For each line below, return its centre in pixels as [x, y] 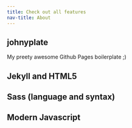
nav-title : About [29, 18]
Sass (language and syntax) [61, 97]
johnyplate [28, 42]
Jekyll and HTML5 [42, 76]
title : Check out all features [47, 12]
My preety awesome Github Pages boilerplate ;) [67, 57]
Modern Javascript [44, 117]
